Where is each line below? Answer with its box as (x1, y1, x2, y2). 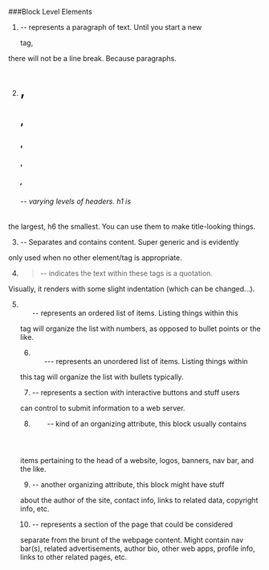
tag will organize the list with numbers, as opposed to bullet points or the (19, 324, 261, 333)
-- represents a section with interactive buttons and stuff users (31, 387, 240, 397)
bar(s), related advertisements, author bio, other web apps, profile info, (19, 543, 255, 553)
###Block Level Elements (8, 7, 92, 16)
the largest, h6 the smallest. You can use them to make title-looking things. (8, 221, 255, 231)
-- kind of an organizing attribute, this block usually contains (47, 419, 247, 428)
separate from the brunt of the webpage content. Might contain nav (19, 535, 244, 544)
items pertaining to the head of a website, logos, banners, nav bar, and (19, 455, 255, 465)
